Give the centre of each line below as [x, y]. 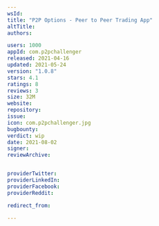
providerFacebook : [34, 186]
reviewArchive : [29, 155]
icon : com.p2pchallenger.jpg [49, 123]
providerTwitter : [32, 174]
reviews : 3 [23, 91]
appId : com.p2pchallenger [44, 52]
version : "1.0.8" [32, 71]
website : [20, 104]
